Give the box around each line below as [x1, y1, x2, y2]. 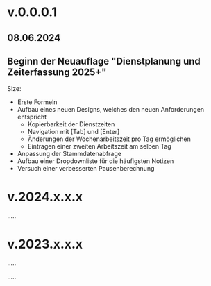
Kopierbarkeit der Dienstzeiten [27, 120, 115, 128]
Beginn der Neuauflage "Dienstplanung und [7, 55, 201, 67]
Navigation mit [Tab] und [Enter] [27, 128, 120, 136]
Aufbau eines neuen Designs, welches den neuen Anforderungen [17, 106, 205, 114]
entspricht [17, 112, 47, 121]
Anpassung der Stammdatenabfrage [17, 150, 121, 158]
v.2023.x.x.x [7, 236, 83, 252]
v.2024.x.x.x [7, 189, 83, 205]
